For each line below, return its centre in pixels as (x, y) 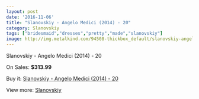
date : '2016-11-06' (30, 17)
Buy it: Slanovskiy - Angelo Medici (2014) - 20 (62, 78)
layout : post (22, 11)
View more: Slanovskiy (34, 90)
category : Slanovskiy (33, 28)
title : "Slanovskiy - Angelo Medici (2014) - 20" (69, 22)
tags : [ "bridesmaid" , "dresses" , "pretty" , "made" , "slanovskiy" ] (84, 34)
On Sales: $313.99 (29, 67)
